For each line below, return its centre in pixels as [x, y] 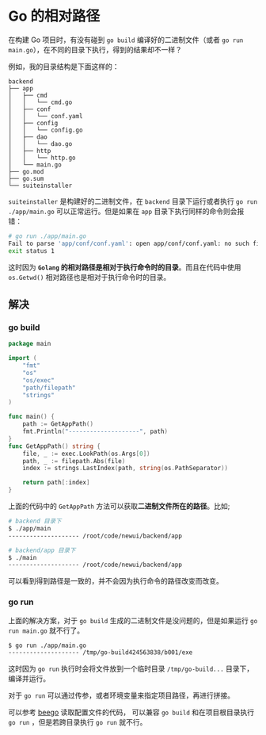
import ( [23, 358]
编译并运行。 [29, 679]
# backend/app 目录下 [42, 550]
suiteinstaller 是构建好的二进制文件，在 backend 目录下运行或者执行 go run [133, 201]
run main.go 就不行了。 [46, 630]
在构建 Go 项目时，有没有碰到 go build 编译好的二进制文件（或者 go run [126, 40]
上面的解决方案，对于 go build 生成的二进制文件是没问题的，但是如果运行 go [133, 620]
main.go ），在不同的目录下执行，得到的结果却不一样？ [95, 49]
